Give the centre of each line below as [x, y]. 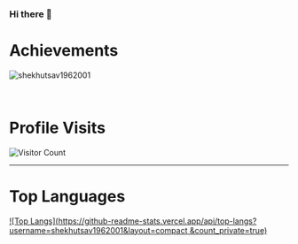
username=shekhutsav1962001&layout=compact [98, 230]
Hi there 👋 [31, 14]
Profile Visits [58, 128]
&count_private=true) [228, 230]
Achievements [64, 51]
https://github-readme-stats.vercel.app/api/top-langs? [157, 221]
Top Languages [67, 196]
